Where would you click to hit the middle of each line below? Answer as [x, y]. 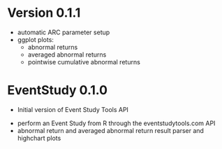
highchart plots [39, 138]
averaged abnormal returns [67, 55]
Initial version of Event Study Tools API [73, 109]
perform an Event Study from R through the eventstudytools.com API [116, 123]
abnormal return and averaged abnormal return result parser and [111, 130]
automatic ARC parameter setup [64, 32]
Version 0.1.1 [44, 13]
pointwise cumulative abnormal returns [84, 62]
